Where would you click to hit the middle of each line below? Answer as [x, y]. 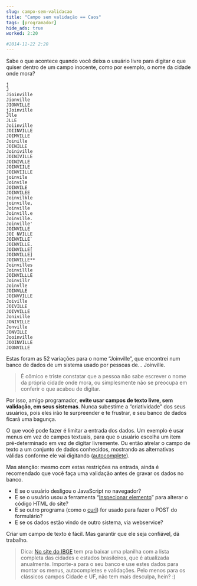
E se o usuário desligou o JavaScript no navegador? [78, 491]
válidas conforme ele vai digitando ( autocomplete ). [68, 456]
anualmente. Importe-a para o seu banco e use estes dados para [99, 564]
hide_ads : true [25, 28]
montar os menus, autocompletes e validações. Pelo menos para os [103, 570]
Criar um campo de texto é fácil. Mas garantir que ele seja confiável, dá [93, 534]
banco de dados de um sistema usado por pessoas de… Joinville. [86, 365]
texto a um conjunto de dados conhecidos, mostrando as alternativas [90, 449]
